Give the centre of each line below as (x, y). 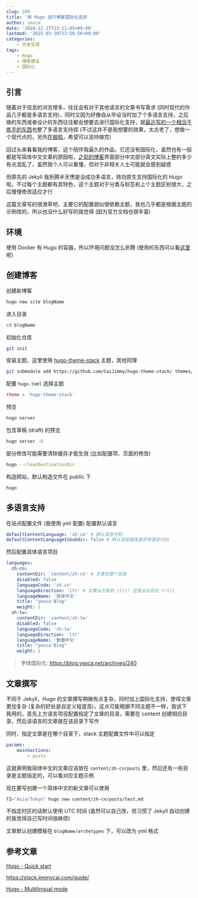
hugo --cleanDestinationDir (41, 464)
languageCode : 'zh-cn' (44, 585)
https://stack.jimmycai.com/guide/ (48, 878)
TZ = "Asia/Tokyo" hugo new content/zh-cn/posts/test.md (75, 799)
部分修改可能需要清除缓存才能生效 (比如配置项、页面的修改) (79, 453)
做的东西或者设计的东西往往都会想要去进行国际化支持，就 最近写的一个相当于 (99, 122)
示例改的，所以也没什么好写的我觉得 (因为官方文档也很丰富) (79, 212)
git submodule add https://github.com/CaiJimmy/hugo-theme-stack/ (89, 372)
